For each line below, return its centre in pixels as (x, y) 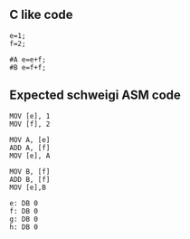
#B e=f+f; (28, 67)
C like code (42, 15)
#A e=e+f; (28, 59)
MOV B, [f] (30, 171)
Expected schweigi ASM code (95, 96)
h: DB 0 (24, 227)
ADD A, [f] (30, 148)
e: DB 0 (24, 203)
